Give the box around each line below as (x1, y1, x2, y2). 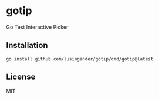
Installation (6, 40, 48, 50)
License (6, 72, 36, 82)
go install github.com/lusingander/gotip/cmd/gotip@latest (6, 56, 154, 62)
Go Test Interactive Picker (6, 23, 69, 30)
